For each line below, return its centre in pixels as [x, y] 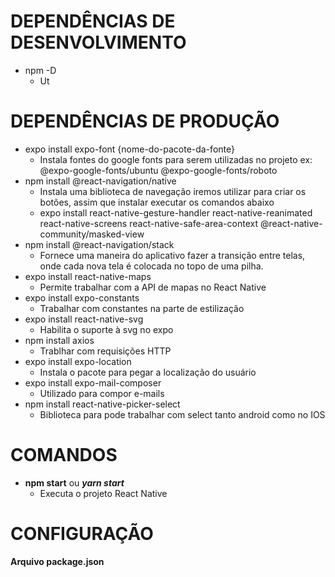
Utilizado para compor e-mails [102, 393]
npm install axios [59, 340]
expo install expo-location [78, 361]
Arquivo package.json [57, 561]
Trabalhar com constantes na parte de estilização [142, 308]
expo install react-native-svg [84, 319]
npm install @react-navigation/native [100, 181]
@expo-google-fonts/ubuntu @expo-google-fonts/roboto [158, 170]
